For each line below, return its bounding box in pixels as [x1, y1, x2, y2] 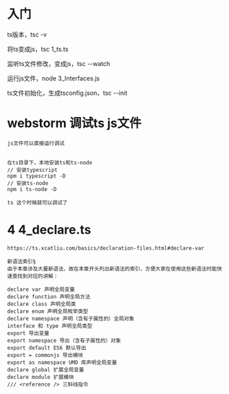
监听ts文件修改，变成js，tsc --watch [7, 59, 111, 67]
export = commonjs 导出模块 [7, 351, 84, 358]
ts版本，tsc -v [7, 30, 47, 39]
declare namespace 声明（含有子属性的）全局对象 [7, 315, 135, 322]
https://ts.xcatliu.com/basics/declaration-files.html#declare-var [7, 245, 205, 252]
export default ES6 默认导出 [7, 344, 87, 351]
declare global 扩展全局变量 [7, 366, 85, 373]
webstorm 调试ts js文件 [7, 116, 142, 131]
